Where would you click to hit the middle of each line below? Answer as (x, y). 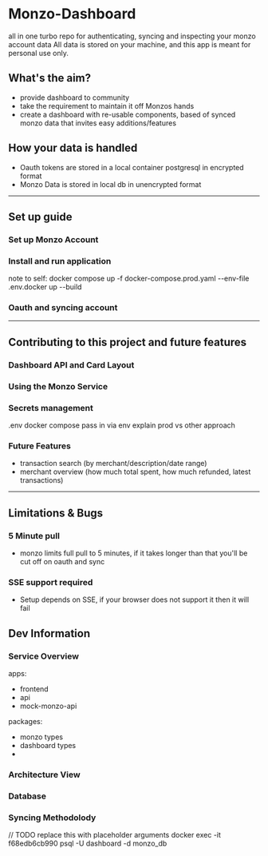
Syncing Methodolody (52, 818)
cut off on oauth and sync (62, 561)
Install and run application (60, 261)
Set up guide (40, 217)
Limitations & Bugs (56, 513)
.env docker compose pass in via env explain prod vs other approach (122, 425)
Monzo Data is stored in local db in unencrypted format (110, 184)
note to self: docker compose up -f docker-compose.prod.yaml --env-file (129, 279)
